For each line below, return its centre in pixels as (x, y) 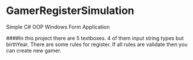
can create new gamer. (34, 50)
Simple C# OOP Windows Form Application (58, 27)
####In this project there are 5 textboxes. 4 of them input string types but (95, 38)
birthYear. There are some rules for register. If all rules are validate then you (97, 44)
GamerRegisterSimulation (70, 11)
